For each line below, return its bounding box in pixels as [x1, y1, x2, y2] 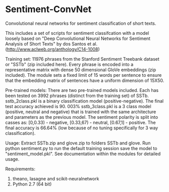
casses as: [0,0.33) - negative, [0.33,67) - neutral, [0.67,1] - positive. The [5, 119, 156, 125]
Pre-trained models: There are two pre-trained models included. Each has [5, 87, 159, 93]
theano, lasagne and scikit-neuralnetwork [12, 175, 99, 181]
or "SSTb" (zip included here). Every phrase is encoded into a [5, 61, 134, 67]
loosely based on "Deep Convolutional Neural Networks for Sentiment [5, 35, 150, 41]
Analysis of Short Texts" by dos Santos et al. [5, 40, 98, 46]
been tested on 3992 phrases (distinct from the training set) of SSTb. [5, 92, 149, 99]
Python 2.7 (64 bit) [12, 181, 52, 187]
